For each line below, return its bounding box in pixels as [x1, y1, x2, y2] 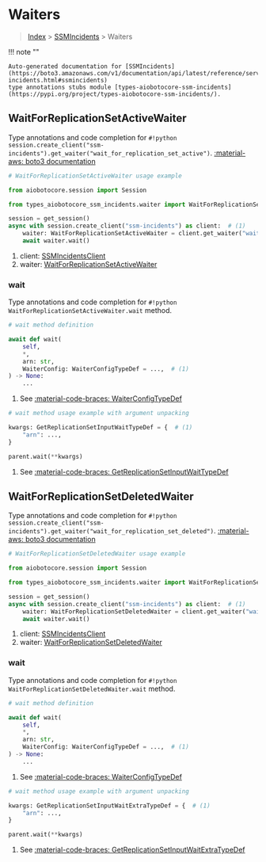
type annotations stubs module [8, 83, 112, 91]
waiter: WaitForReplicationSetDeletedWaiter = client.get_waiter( [22, 608, 246, 616]
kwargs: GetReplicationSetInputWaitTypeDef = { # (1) [8, 424, 193, 432]
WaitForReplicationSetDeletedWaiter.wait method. [8, 684, 176, 693]
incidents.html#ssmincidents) [8, 76, 108, 84]
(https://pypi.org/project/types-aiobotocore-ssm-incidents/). [8, 90, 222, 98]
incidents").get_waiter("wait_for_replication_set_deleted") [8, 528, 215, 536]
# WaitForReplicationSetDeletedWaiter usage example [8, 550, 186, 558]
